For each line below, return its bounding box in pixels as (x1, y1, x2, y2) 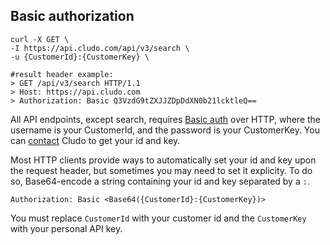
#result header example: (10, 69, 114, 79)
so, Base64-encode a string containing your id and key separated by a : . (10, 175, 310, 187)
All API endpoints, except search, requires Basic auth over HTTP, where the (10, 113, 322, 125)
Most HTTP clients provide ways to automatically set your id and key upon (10, 154, 317, 166)
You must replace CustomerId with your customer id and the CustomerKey (10, 212, 307, 224)
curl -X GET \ (10, 34, 70, 44)
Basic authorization (10, 8, 135, 25)
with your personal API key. (10, 222, 123, 234)
